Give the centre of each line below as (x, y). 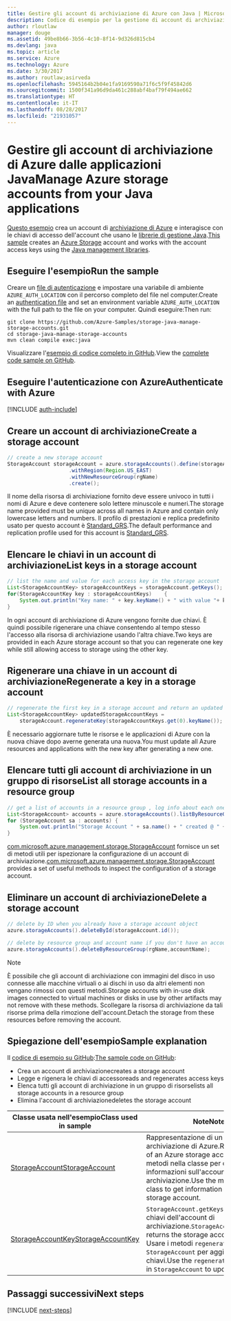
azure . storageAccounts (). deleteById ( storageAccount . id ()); (93, 930)
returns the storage (177, 1235)
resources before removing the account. (64, 1019)
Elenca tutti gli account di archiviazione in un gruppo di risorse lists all (115, 1086)
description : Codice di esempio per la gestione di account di (100, 20)
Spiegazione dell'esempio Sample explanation (107, 1041)
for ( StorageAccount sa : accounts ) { (63, 821)
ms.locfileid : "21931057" (44, 116)
